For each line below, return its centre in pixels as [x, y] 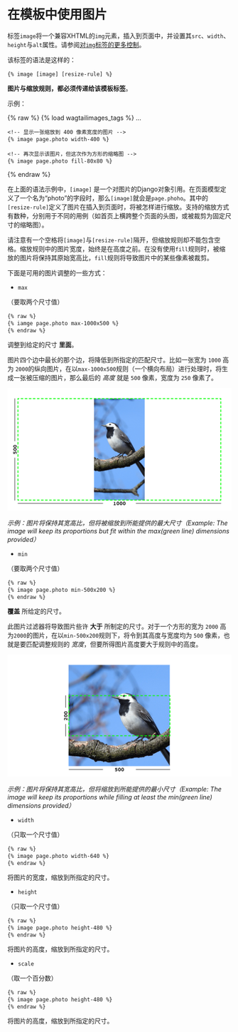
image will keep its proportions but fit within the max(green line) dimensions [118, 531]
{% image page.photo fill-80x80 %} [60, 161]
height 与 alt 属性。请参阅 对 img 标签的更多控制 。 [76, 44]
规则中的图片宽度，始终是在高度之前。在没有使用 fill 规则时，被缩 [129, 249]
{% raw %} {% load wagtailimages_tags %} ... [75, 118]
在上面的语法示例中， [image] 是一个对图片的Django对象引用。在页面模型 [114, 189]
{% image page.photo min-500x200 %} [61, 590]
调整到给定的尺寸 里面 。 [43, 344]
